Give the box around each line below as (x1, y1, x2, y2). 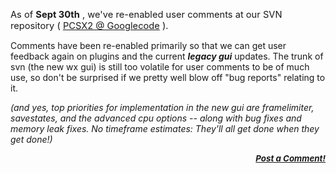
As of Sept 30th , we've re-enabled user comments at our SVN (10, 9, 283, 21)
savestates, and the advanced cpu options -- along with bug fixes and (10, 112, 302, 124)
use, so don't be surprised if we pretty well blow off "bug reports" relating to (10, 72, 326, 83)
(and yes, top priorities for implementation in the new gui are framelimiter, (10, 102, 315, 113)
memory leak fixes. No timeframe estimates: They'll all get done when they (10, 123, 320, 134)
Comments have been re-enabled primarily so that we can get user (10, 40, 287, 51)
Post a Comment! (255, 153, 326, 164)
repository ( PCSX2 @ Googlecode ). (10, 20, 169, 32)
